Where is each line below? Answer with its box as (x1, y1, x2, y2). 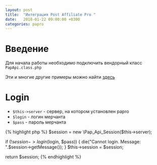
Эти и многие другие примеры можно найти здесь (5, 74, 115, 80)
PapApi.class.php (5, 65, 42, 71)
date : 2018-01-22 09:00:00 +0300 (5, 17, 80, 22)
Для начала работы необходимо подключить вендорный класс (5, 60, 142, 66)
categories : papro (5, 21, 44, 27)
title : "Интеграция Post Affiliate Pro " (5, 12, 96, 17)
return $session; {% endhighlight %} (5, 154, 82, 160)
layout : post (5, 7, 33, 13)
